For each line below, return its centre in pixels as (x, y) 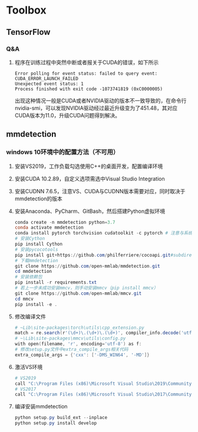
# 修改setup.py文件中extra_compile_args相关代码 (71, 349)
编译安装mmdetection (41, 407)
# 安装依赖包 (28, 277)
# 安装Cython (30, 239)
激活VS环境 (29, 367)
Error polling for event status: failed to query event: (86, 73)
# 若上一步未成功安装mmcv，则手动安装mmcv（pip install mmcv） (86, 288)
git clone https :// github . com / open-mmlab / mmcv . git (78, 293)
